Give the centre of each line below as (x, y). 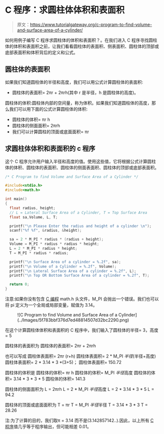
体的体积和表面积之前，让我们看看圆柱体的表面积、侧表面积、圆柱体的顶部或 (82, 46)
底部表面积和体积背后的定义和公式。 (41, 52)
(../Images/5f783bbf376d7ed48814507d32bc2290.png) (73, 320)
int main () (16, 199)
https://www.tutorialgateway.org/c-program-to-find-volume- (91, 24)
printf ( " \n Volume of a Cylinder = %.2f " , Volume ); (63, 266)
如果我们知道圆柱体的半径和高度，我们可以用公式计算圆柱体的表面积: (74, 82)
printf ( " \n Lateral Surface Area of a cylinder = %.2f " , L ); (73, 271)
